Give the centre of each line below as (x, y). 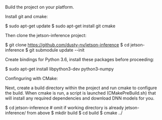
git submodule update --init (57, 50)
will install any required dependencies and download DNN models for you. (80, 98)
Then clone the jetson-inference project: (46, 35)
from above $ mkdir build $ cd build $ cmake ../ (75, 113)
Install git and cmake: (26, 16)
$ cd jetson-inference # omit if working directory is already (64, 108)
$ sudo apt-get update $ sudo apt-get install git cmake (60, 26)
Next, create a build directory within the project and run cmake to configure (81, 88)
